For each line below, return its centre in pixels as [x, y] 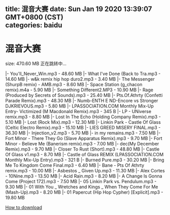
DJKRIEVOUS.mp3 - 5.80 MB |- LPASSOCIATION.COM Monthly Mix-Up [79, 106]
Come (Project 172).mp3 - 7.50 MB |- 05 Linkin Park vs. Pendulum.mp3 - [81, 182]
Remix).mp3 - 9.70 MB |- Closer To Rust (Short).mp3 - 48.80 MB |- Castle [82, 149]
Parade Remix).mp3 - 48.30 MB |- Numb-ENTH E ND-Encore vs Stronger [82, 101]
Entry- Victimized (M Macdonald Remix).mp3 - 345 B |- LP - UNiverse [78, 112]
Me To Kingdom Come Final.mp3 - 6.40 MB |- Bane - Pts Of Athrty [75, 165]
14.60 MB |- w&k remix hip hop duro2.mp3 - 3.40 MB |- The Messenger [80, 79]
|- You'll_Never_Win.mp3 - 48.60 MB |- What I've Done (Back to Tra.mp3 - [83, 74]
